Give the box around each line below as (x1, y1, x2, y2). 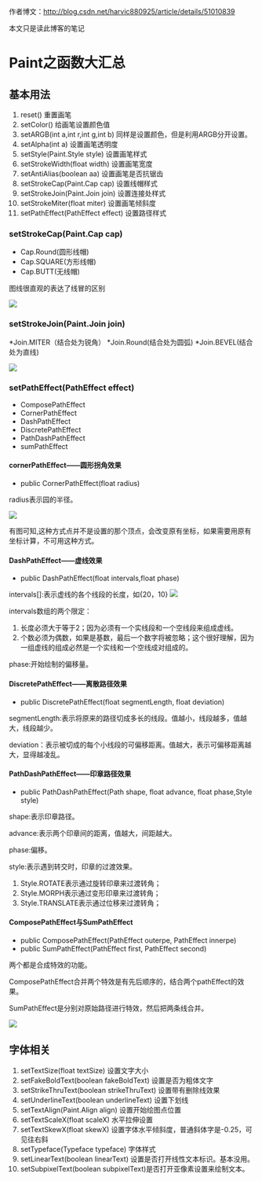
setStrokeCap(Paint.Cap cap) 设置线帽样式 (20, 179, 158, 188)
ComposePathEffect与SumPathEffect (9, 918, 133, 927)
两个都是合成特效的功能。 (9, 960, 92, 969)
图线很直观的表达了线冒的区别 (9, 284, 105, 293)
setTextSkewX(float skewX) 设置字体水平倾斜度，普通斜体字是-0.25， (20, 1124, 246, 1134)
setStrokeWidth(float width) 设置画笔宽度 (20, 160, 153, 168)
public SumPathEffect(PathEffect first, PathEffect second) (20, 944, 207, 953)
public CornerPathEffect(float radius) (20, 479, 140, 488)
